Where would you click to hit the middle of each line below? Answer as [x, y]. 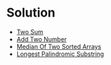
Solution [31, 13]
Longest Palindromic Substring [60, 54]
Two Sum [30, 32]
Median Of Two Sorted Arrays [59, 46]
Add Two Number [41, 39]
